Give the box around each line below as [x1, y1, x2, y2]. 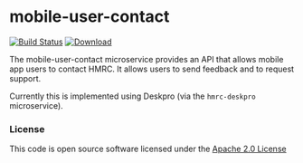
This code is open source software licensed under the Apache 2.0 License [9, 143, 287, 155]
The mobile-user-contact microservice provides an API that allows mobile [9, 53, 284, 64]
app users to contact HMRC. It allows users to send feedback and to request [9, 63, 295, 74]
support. [9, 72, 42, 83]
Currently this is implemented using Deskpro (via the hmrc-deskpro [9, 91, 256, 101]
